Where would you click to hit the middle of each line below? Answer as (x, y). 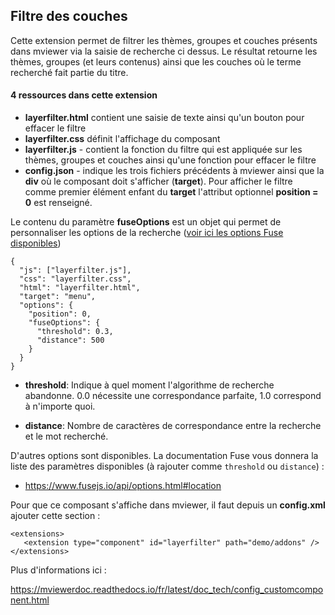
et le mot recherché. (66, 436)
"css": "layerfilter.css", (75, 279)
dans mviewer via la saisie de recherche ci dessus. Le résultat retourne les (164, 51)
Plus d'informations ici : (58, 570)
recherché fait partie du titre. (69, 72)
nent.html (30, 600)
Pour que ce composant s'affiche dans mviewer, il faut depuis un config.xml (168, 505)
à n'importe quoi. (60, 406)
